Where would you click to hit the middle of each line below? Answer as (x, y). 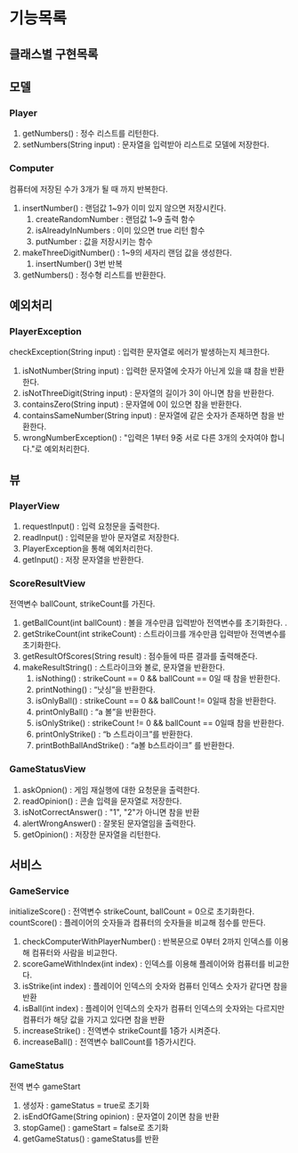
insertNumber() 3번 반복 (79, 263)
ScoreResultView (48, 583)
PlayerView (35, 506)
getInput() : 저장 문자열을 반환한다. (83, 559)
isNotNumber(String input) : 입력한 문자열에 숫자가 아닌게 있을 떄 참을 (145, 371)
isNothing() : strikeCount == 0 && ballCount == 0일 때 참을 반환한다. (157, 679)
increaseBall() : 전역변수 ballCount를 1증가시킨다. (109, 1042)
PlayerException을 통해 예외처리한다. (87, 548)
